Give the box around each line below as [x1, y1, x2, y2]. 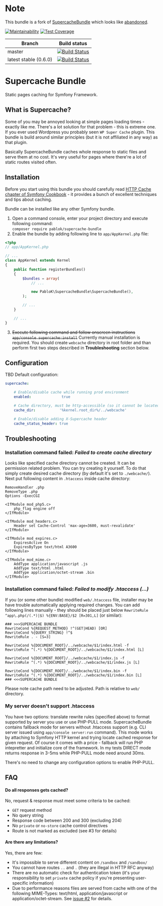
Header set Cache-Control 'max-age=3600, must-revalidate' [14, 523, 136, 528]
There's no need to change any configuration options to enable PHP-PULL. [5, 759, 155, 765]
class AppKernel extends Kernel [5, 258, 70, 263]
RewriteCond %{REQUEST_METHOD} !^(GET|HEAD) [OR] [5, 626, 108, 631]
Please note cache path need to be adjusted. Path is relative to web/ [5, 685, 140, 691]
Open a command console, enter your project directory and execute [12, 215, 148, 221]
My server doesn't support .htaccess [5, 703, 95, 710]
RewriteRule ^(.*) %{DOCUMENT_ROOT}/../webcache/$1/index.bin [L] [5, 673, 142, 677]
